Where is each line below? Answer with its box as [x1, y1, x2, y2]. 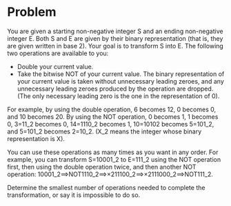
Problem [7, 4, 57, 20]
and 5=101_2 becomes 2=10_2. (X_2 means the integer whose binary [7, 127, 202, 135]
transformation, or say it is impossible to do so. [7, 191, 141, 199]
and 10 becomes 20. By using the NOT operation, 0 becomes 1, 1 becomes [7, 112, 219, 121]
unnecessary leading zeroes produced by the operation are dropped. [17, 84, 214, 93]
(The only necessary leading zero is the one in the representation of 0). [17, 91, 220, 100]
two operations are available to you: [7, 49, 109, 57]
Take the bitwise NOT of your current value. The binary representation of [17, 70, 225, 78]
